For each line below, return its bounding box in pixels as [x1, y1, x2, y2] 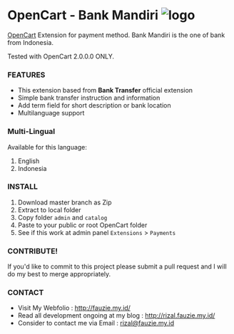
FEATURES [7, 70, 46, 80]
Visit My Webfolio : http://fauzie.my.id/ [17, 303, 131, 313]
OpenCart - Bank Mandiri [7, 7, 159, 24]
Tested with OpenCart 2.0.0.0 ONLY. [7, 52, 115, 61]
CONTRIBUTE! [7, 246, 58, 256]
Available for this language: [7, 142, 88, 151]
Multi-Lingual [7, 127, 56, 137]
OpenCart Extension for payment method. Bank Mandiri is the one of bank [7, 31, 225, 39]
